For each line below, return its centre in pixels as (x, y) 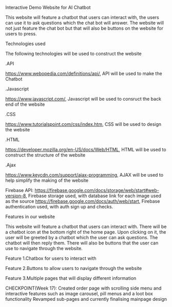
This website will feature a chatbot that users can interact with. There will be (86, 226)
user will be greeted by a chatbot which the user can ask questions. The (82, 237)
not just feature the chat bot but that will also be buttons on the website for (84, 28)
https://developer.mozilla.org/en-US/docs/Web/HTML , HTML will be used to (86, 149)
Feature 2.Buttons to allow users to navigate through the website (74, 268)
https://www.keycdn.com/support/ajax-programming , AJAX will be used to (84, 175)
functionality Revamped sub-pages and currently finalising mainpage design (86, 299)
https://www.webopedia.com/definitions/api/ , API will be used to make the (84, 73)
